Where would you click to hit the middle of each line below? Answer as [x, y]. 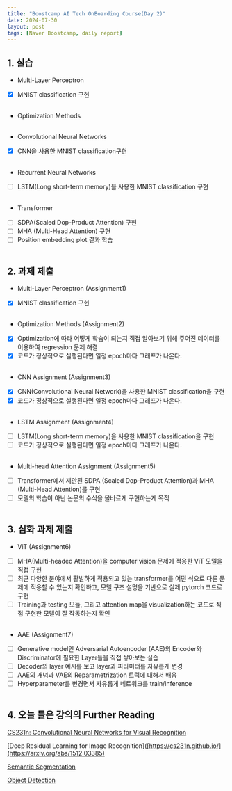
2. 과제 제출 [31, 271]
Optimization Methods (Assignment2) [71, 324]
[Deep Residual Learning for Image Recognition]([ [78, 746]
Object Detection [31, 780]
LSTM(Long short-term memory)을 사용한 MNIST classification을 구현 [116, 436]
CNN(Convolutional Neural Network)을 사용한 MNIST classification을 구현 [121, 392]
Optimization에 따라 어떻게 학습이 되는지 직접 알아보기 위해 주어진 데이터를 [119, 339]
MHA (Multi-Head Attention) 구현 [64, 231]
